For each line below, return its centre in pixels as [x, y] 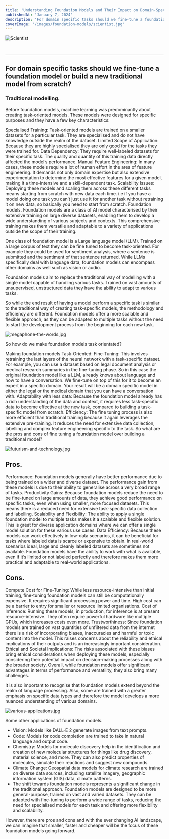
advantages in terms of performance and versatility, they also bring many [81, 670]
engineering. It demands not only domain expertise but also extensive [77, 172]
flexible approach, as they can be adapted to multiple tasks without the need [84, 319]
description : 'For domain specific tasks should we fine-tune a [74, 19]
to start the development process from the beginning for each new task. [80, 324]
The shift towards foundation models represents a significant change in [86, 784]
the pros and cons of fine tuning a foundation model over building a [75, 434]
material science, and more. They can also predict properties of [78, 757]
